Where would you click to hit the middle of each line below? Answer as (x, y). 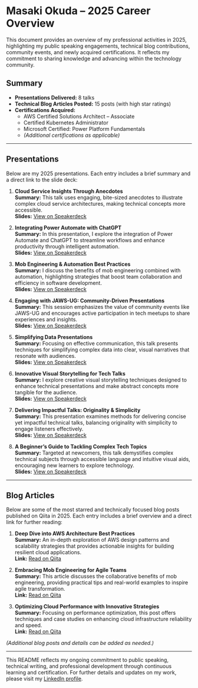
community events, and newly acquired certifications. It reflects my (88, 52)
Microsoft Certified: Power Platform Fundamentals (84, 129)
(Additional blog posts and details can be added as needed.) (80, 643)
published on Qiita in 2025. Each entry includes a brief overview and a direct (99, 516)
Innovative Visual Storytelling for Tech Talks (70, 373)
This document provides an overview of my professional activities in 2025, (96, 39)
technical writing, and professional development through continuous (89, 666)
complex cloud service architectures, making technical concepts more (100, 203)
